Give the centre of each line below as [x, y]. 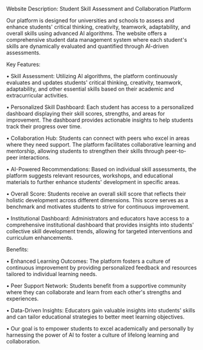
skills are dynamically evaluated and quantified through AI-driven [88, 46]
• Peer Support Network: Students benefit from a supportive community [96, 286]
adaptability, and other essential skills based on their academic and [90, 89]
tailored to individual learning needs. [52, 274]
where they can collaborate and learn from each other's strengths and [94, 292]
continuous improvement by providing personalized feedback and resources [101, 268]
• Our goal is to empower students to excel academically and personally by [100, 329]
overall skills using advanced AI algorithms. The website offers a [87, 33]
